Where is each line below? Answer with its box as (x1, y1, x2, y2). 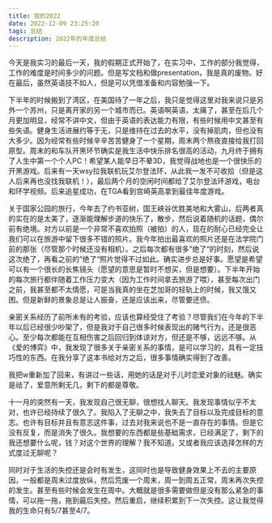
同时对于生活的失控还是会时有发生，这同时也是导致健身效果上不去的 (8, 465, 236, 475)
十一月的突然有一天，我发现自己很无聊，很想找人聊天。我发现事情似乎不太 (8, 397, 257, 407)
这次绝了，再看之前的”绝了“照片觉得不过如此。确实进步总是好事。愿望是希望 (8, 255, 263, 264)
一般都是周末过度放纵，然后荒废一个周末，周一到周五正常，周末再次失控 (22, 475, 264, 485)
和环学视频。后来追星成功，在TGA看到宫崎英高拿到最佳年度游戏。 (8, 186, 229, 196)
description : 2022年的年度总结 (8, 34, 107, 43)
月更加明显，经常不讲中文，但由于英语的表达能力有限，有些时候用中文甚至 (8, 115, 257, 126)
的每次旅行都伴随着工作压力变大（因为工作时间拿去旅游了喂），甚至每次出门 (8, 275, 261, 285)
